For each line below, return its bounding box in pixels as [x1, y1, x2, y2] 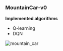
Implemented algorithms [5, 16, 58, 22]
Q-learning [12, 25, 35, 31]
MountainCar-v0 [5, 4, 47, 11]
